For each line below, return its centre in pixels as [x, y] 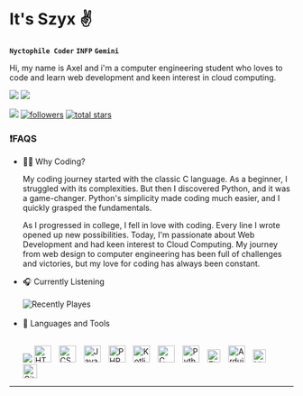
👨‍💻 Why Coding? [54, 161]
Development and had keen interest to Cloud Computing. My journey [150, 244]
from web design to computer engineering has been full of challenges [152, 254]
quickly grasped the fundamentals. [87, 208]
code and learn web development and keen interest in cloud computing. [143, 77]
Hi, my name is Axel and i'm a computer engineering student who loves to [146, 68]
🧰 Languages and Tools [66, 324]
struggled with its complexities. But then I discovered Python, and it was [156, 189]
